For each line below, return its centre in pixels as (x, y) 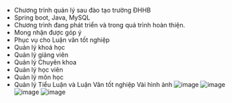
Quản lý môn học (39, 77)
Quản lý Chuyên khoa (45, 62)
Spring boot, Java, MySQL (52, 18)
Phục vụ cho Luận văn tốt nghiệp (62, 40)
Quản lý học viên (38, 70)
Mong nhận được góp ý (48, 32)
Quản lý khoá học (39, 47)
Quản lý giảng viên (41, 55)
